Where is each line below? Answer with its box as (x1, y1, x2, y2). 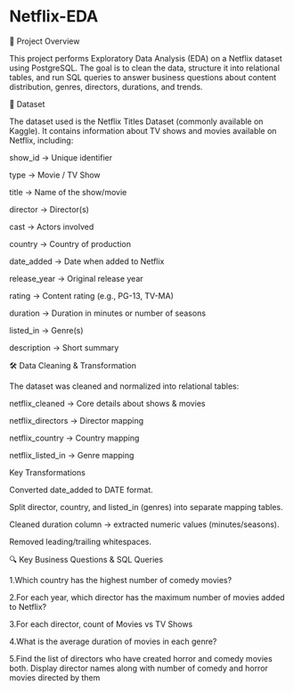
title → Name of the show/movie (9, 186, 127, 197)
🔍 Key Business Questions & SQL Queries (9, 554, 163, 564)
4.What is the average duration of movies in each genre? (9, 636, 217, 647)
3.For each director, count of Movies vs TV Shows (9, 618, 193, 630)
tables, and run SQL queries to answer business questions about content (9, 71, 277, 82)
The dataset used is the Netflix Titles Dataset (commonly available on (9, 116, 264, 127)
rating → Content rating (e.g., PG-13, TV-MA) (9, 290, 174, 301)
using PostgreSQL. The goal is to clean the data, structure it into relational (9, 62, 281, 73)
